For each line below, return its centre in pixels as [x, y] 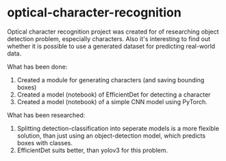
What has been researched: [46, 115]
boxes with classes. [45, 143]
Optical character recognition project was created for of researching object [113, 32]
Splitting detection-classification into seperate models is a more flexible [118, 128]
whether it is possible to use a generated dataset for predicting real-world [111, 46]
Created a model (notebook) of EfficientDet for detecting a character [114, 95]
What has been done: [37, 66]
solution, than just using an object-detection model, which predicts [111, 136]
